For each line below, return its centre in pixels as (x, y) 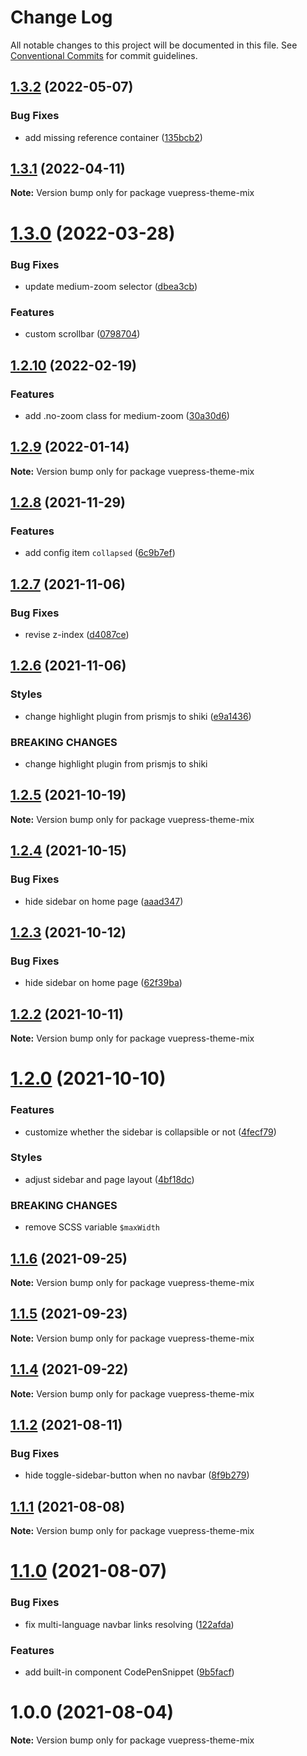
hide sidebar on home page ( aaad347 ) (104, 901)
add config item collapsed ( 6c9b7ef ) (100, 553)
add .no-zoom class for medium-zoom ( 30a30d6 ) (127, 415)
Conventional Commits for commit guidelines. (104, 55)
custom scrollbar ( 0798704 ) (82, 334)
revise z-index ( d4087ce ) (77, 635)
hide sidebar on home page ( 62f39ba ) (103, 983)
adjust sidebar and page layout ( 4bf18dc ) (109, 1179)
